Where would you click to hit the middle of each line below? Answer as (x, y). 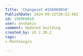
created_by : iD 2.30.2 (28, 32)
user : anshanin (21, 23)
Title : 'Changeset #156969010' (37, 10)
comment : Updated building (33, 28)
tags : (11, 37)
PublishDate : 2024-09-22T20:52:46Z (42, 14)
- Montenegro (19, 42)
